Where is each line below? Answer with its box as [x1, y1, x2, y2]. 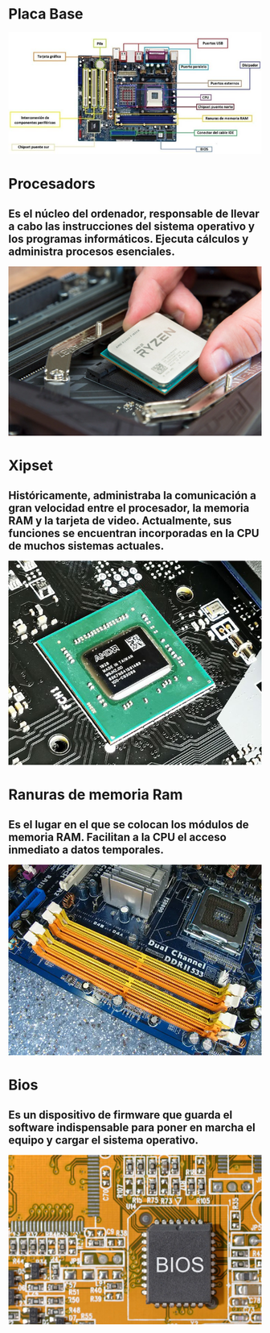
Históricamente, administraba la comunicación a [8, 489, 257, 502]
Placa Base [8, 5, 84, 23]
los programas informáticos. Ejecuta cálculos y [8, 231, 249, 246]
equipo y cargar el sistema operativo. [8, 1133, 199, 1147]
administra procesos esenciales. [8, 244, 175, 258]
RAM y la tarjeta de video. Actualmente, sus [8, 514, 232, 527]
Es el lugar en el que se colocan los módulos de [8, 818, 249, 831]
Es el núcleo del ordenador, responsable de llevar [8, 206, 260, 220]
